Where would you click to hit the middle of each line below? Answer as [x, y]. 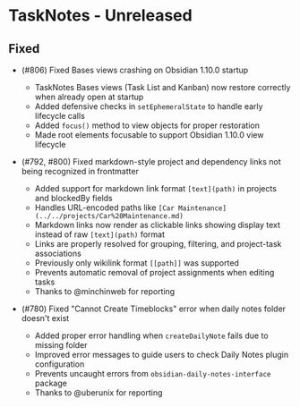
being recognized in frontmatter [80, 171]
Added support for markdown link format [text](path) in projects [155, 188]
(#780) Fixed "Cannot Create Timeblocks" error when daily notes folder [154, 309]
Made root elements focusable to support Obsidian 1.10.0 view [149, 135]
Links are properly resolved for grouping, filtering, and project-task [158, 244]
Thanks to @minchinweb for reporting [105, 291]
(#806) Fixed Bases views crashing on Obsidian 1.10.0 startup [135, 70]
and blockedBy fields [73, 198]
